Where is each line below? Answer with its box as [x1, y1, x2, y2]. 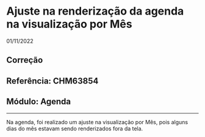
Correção [6, 55, 43, 65]
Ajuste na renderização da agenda [6, 4, 184, 18]
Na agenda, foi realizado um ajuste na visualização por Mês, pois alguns [6, 118, 188, 125]
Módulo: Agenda [6, 96, 71, 107]
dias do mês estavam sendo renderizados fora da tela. [6, 125, 143, 132]
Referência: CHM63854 [6, 76, 99, 86]
